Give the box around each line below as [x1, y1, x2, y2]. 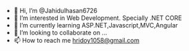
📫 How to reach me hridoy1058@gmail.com [13, 37, 140, 44]
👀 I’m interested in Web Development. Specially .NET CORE [13, 14, 182, 22]
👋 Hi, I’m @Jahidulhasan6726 [13, 7, 98, 14]
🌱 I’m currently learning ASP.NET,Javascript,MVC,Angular [13, 21, 178, 29]
